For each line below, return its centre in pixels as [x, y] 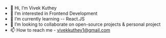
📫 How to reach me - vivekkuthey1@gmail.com [60, 30]
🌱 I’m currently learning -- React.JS [48, 19]
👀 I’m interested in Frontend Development [54, 13]
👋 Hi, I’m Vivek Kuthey [33, 8]
